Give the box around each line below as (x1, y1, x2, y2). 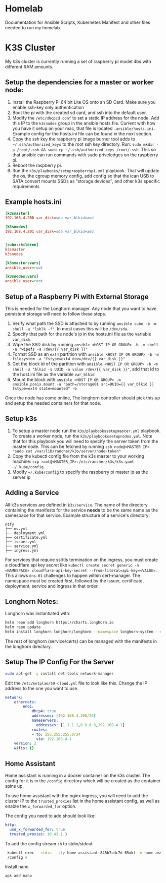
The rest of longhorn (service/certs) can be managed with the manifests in (5, 638, 157, 644)
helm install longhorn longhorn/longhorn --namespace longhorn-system (5, 630, 154, 634)
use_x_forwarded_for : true (9, 827, 65, 832)
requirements (12, 183, 40, 189)
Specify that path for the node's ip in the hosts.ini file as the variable (12, 331, 152, 337)
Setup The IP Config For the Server (5, 658, 115, 666)
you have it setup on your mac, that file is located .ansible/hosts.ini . (12, 125, 155, 131)
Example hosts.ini (5, 198, 62, 206)
